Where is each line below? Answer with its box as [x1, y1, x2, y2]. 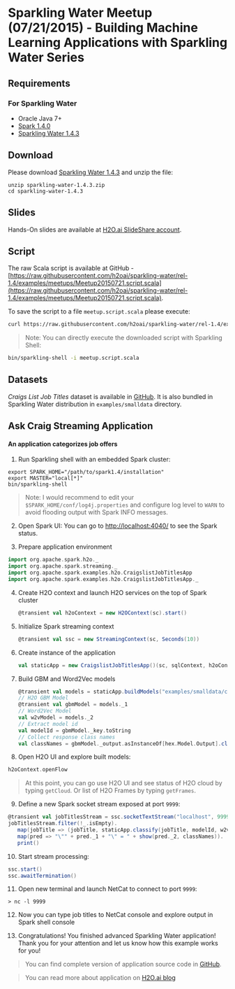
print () [17, 839, 40, 846]
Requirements [8, 77, 70, 89]
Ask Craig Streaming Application [8, 420, 153, 432]
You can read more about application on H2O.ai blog [24, 974, 176, 982]
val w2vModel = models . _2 [17, 714, 93, 722]
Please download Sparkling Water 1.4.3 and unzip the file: [8, 168, 174, 176]
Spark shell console [17, 918, 75, 927]
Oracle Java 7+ [17, 114, 62, 122]
